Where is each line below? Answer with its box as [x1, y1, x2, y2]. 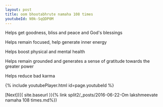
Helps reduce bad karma [5, 73, 55, 79]
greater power [5, 63, 34, 69]
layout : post [5, 7, 32, 12]
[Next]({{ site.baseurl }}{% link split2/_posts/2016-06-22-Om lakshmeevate [5, 92, 158, 98]
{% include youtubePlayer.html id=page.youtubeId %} [5, 82, 114, 88]
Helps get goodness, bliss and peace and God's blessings [5, 30, 123, 36]
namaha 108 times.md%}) [5, 97, 57, 103]
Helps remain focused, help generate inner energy [5, 39, 107, 45]
